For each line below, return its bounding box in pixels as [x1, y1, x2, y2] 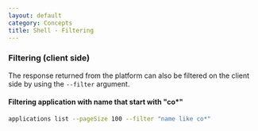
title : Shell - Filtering [8, 26, 94, 34]
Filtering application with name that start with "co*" [8, 97, 184, 107]
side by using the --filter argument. [8, 79, 130, 88]
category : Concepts [8, 19, 73, 27]
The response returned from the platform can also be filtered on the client [8, 71, 250, 80]
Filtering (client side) [8, 52, 90, 64]
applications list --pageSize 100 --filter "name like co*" [8, 114, 212, 123]
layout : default [8, 11, 62, 20]
